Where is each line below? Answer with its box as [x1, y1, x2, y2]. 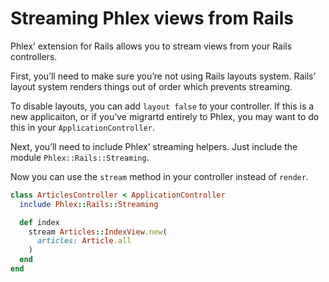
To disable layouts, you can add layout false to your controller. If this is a [10, 100, 315, 112]
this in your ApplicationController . [10, 121, 156, 133]
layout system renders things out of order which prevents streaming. [10, 80, 293, 92]
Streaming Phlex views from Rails [10, 7, 294, 30]
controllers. [10, 50, 58, 62]
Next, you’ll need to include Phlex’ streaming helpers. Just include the [10, 140, 298, 152]
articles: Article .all [36, 236, 132, 246]
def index [19, 217, 60, 227]
